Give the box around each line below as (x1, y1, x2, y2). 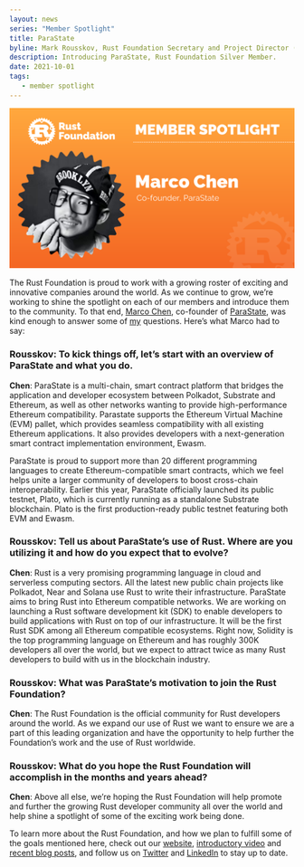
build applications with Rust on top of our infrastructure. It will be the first (9, 615, 282, 626)
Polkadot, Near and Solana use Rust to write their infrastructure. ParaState (9, 586, 287, 597)
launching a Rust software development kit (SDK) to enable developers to (9, 605, 283, 616)
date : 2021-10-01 (9, 62, 75, 71)
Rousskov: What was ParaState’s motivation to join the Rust (9, 676, 277, 689)
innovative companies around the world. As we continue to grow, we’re (9, 287, 274, 298)
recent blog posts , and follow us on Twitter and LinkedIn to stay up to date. (9, 847, 289, 859)
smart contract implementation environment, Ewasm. (9, 437, 206, 448)
